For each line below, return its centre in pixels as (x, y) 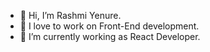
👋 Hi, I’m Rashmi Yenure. (70, 15)
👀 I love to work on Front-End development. (109, 26)
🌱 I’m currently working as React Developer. (110, 36)
